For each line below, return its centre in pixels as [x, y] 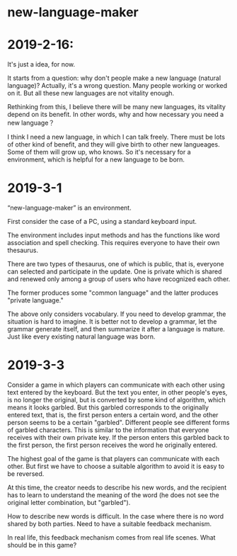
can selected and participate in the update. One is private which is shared [115, 272]
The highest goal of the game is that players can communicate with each [114, 459]
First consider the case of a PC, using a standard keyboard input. [102, 222]
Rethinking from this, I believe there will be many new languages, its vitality [117, 107]
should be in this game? [42, 545]
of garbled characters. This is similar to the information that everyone [108, 430]
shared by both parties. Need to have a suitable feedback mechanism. [110, 524]
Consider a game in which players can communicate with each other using [116, 385]
